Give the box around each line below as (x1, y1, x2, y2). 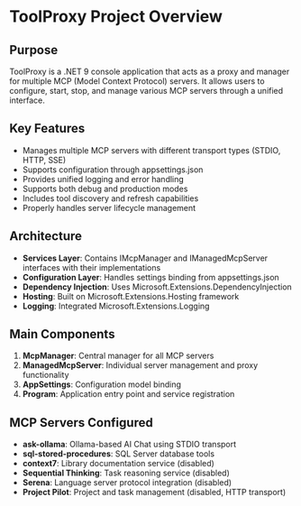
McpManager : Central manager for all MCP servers (22, 350, 214, 362)
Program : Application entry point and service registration (22, 389, 235, 400)
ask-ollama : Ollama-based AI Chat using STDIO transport (22, 439, 237, 450)
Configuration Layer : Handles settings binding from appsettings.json (22, 271, 279, 282)
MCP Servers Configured (9, 415, 153, 430)
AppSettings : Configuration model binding (22, 379, 182, 390)
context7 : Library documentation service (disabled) (22, 458, 214, 469)
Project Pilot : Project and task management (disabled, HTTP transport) (22, 487, 287, 498)
